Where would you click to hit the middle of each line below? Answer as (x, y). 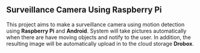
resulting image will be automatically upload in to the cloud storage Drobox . (100, 43)
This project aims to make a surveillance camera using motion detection (95, 24)
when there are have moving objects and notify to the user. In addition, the (98, 37)
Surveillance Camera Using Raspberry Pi (84, 10)
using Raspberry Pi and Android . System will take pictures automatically (96, 31)
